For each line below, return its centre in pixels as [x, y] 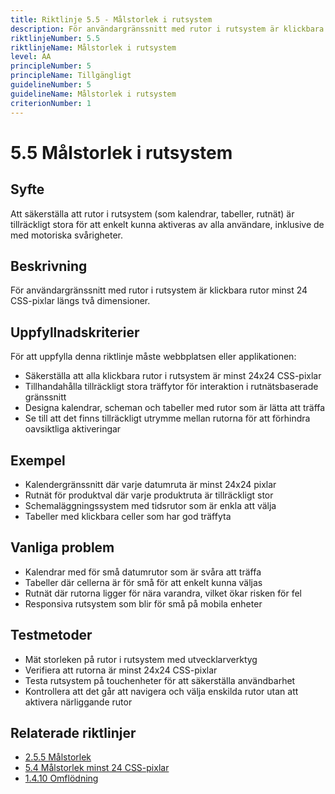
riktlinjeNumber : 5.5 [55, 38]
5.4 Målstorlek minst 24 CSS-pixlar [97, 768]
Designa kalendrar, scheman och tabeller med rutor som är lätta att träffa [175, 408]
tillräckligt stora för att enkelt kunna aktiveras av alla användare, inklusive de [167, 224]
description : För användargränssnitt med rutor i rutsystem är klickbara [167, 29]
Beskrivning [49, 266]
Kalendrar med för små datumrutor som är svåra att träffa [143, 572]
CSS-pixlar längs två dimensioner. [80, 301]
